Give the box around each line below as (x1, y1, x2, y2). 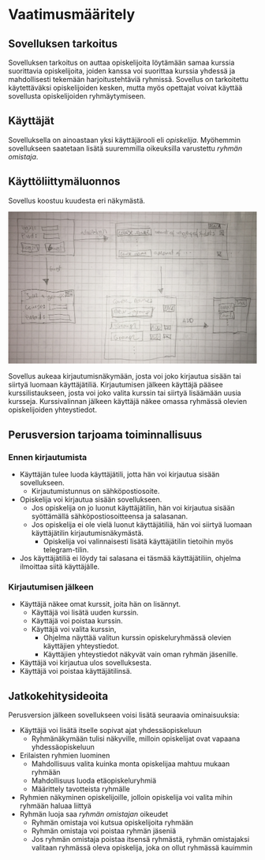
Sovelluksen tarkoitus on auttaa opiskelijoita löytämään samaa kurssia (8, 58, 235, 67)
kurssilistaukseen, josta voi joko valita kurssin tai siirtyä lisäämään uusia (8, 388, 242, 398)
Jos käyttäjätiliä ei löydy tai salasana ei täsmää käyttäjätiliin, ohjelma (19, 553, 241, 563)
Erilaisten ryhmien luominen (19, 751, 110, 761)
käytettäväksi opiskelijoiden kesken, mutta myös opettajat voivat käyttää (8, 83, 243, 92)
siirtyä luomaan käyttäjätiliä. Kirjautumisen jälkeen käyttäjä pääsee (8, 380, 223, 390)
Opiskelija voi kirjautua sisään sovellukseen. (19, 495, 162, 504)
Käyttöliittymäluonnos (8, 175, 121, 189)
